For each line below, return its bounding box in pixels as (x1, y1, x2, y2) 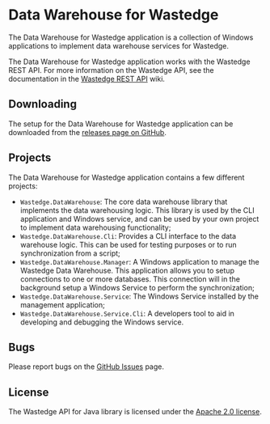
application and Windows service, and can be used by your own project (19, 214, 259, 223)
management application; (19, 299, 105, 309)
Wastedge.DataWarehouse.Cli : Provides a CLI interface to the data (19, 231, 237, 240)
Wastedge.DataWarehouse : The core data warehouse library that (19, 197, 228, 206)
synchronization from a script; (19, 248, 121, 258)
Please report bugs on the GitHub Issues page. (8, 362, 164, 371)
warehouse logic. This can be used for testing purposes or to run (19, 240, 237, 249)
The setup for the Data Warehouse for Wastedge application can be (8, 119, 234, 129)
